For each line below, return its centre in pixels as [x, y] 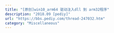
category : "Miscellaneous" [32, 23]
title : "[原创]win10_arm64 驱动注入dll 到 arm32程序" [57, 9]
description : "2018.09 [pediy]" [38, 14]
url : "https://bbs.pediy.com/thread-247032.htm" [55, 18]
